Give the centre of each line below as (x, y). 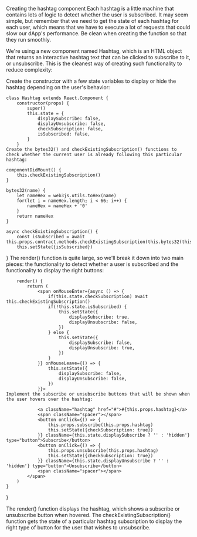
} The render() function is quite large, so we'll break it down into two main (95, 258)
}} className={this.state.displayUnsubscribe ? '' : (103, 461)
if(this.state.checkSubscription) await (98, 296)
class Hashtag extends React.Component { (57, 98)
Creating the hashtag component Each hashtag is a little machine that (90, 9)
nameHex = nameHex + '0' (57, 206)
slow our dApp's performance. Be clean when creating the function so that (96, 33)
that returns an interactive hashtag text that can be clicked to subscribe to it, (98, 57)
